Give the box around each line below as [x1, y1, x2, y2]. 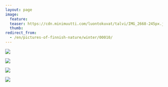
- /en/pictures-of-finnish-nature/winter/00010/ [9, 35, 113, 40]
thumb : [9, 26, 23, 31]
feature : [9, 16, 28, 21]
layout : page [5, 7, 32, 12]
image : [5, 12, 19, 17]
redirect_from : [5, 30, 37, 35]
